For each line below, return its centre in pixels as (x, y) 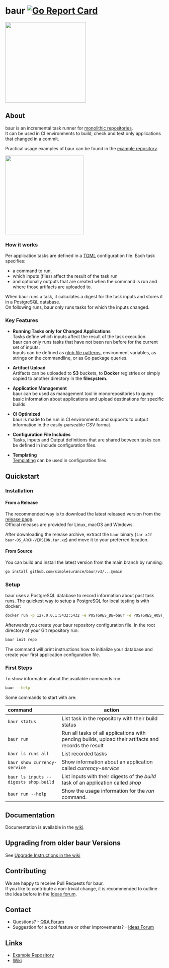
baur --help (18, 688)
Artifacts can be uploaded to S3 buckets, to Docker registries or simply (86, 373)
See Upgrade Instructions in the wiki (43, 855)
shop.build (41, 782)
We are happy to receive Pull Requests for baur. (55, 883)
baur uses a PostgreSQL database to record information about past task (80, 596)
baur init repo (21, 640)
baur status (22, 722)
